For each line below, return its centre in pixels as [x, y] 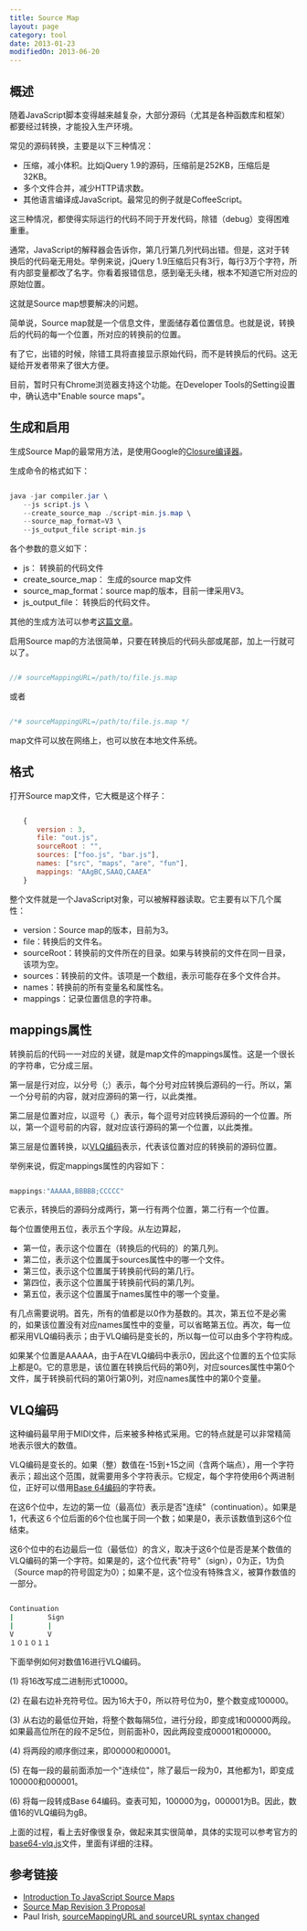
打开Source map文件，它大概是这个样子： [88, 795]
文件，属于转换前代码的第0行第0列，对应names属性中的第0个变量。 [138, 1379]
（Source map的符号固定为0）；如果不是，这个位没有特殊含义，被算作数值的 [153, 1572]
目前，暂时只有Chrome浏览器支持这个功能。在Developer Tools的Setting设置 [152, 384]
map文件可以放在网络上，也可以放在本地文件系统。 [106, 740]
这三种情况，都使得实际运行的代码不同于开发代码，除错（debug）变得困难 [150, 218]
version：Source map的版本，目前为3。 [98, 929]
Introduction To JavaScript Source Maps [99, 1897]
